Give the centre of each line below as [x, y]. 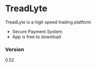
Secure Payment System [37, 31]
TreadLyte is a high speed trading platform [48, 22]
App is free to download [37, 37]
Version [15, 49]
